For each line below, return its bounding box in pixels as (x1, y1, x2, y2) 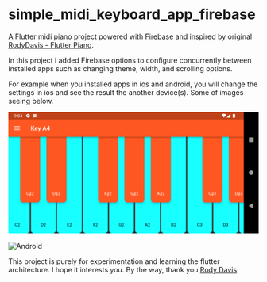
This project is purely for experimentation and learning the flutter (8, 257, 220, 266)
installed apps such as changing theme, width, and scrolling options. (8, 63, 233, 73)
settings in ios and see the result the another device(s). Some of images (8, 87, 244, 97)
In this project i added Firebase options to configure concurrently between (8, 55, 252, 65)
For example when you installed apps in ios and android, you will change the (8, 79, 258, 89)
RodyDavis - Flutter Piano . (8, 40, 94, 49)
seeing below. (8, 96, 54, 105)
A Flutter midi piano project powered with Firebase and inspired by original (8, 32, 253, 41)
